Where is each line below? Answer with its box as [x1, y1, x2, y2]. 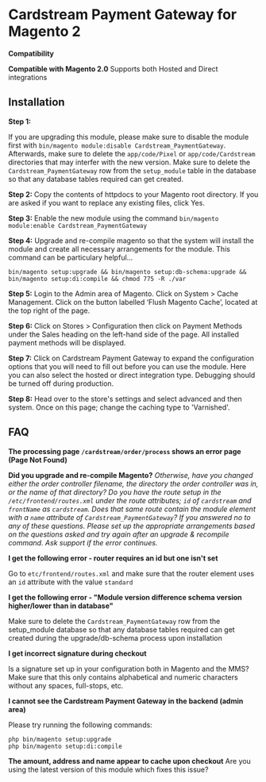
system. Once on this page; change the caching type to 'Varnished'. [8, 403, 230, 412]
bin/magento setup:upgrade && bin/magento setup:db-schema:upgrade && [8, 268, 247, 275]
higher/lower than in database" [8, 601, 114, 611]
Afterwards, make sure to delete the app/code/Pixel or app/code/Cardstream [8, 148, 256, 158]
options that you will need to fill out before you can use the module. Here [8, 361, 247, 371]
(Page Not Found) [8, 455, 67, 464]
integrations [8, 72, 48, 82]
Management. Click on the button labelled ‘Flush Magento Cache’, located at [8, 297, 258, 306]
